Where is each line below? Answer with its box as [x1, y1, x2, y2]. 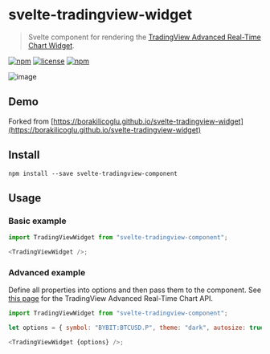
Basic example [8, 215, 67, 226]
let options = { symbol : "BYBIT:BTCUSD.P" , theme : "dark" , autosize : [8, 323, 247, 332]
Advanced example [8, 267, 86, 278]
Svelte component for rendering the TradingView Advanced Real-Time [27, 32, 261, 42]
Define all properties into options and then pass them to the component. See [8, 285, 262, 295]
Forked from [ [8, 116, 54, 126]
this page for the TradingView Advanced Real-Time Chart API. [8, 294, 213, 303]
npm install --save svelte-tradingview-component [8, 169, 178, 177]
